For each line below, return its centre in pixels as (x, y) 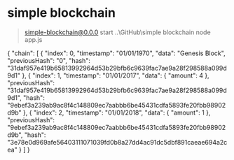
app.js (33, 39)
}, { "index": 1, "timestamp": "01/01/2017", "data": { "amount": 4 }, (116, 75)
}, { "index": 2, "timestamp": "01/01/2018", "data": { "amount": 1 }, (117, 112)
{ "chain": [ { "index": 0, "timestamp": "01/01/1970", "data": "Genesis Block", (116, 53)
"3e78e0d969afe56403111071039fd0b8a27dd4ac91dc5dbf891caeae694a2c (117, 142)
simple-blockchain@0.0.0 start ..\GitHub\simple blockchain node (118, 32)
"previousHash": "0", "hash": (49, 60)
